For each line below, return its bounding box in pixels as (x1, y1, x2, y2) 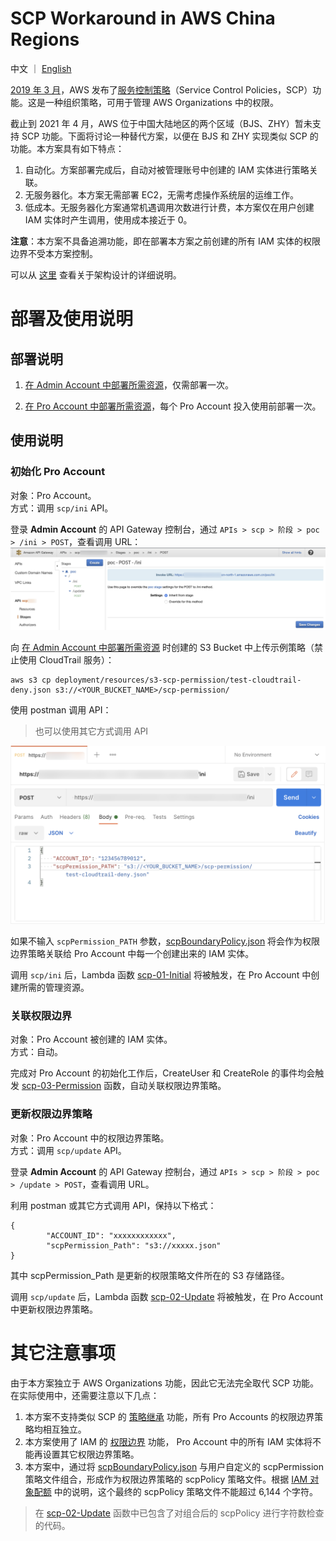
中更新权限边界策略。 (10, 1303, 98, 1315)
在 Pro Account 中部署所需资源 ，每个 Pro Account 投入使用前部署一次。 (24, 400, 322, 412)
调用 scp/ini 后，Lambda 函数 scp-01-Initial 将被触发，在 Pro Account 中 (10, 969, 312, 981)
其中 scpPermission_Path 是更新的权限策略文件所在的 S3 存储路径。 (10, 1269, 290, 1281)
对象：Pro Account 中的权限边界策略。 (10, 1132, 170, 1144)
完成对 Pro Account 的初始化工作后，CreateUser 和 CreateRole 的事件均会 (10, 1067, 316, 1079)
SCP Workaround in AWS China (10, 7, 276, 30)
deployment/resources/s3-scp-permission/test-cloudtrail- (54, 675, 302, 685)
